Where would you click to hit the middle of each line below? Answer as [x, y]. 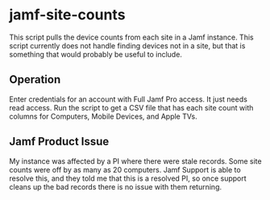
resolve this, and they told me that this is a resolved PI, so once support [128, 178]
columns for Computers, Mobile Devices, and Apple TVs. [103, 116]
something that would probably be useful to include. [96, 54]
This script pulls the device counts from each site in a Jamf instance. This [131, 37]
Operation [35, 79]
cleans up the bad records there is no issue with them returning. [116, 186]
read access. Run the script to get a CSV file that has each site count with [131, 107]
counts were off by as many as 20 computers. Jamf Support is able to [125, 169]
